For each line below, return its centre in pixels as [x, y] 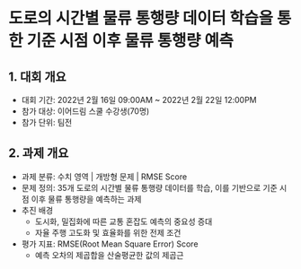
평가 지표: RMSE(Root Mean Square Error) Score [110, 244]
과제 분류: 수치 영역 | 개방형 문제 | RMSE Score [104, 177]
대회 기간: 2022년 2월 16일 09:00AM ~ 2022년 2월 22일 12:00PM [139, 100]
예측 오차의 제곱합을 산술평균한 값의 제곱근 [110, 255]
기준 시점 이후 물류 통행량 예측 [130, 41]
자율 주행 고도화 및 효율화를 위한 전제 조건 [108, 232]
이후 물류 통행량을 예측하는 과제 [86, 199]
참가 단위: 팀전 [47, 122]
